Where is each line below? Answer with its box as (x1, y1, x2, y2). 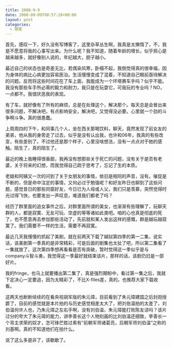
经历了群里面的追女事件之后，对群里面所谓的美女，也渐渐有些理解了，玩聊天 (5, 204, 167, 210)
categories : (5, 22, 31, 27)
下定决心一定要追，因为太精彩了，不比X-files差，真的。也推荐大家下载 (5, 277, 154, 283)
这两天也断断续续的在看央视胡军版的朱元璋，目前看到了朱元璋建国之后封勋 (5, 294, 162, 300)
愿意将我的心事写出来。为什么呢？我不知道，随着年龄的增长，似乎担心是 (14, 48, 167, 54)
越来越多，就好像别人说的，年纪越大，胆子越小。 (5, 54, 109, 61)
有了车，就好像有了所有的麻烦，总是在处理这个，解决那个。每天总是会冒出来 (5, 102, 167, 108)
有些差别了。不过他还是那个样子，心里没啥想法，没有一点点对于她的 (14, 138, 158, 144)
